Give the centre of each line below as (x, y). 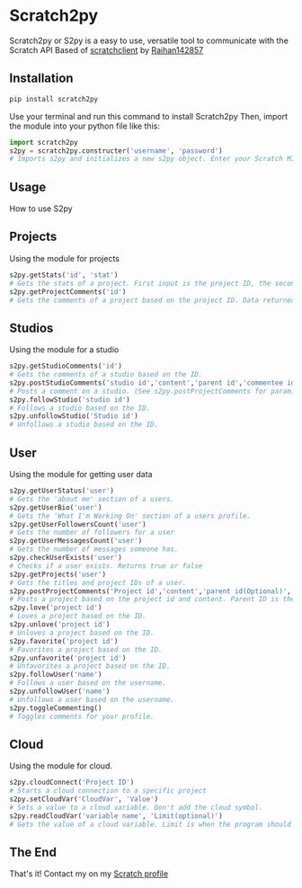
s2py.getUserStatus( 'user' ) (62, 491)
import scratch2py (44, 142)
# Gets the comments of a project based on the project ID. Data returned (152, 300)
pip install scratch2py (54, 99)
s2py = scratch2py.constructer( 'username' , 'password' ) (116, 151)
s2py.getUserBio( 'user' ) (56, 507)
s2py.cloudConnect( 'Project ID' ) (72, 783)
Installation (41, 79)
